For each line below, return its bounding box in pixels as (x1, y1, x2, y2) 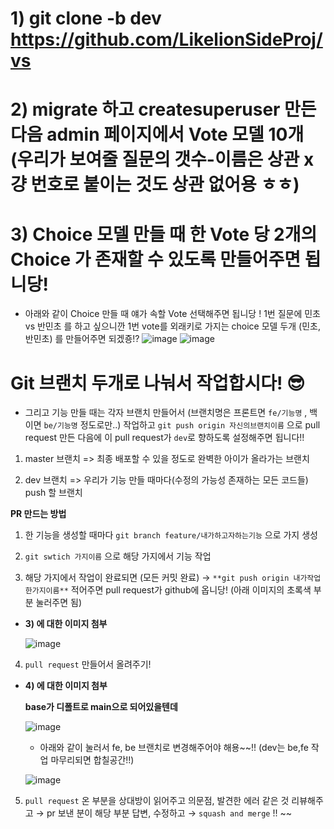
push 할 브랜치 (24, 487, 83, 499)
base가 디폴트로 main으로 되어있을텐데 (24, 701, 178, 713)
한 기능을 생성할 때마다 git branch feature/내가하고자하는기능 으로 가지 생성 (24, 529, 318, 541)
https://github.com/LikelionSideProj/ (10, 28, 323, 51)
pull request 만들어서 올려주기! (24, 658, 152, 671)
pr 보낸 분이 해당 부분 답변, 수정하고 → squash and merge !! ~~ (46, 807, 292, 819)
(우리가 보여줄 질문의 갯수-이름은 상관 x (10, 148, 315, 171)
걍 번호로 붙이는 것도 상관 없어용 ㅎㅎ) (10, 173, 300, 196)
